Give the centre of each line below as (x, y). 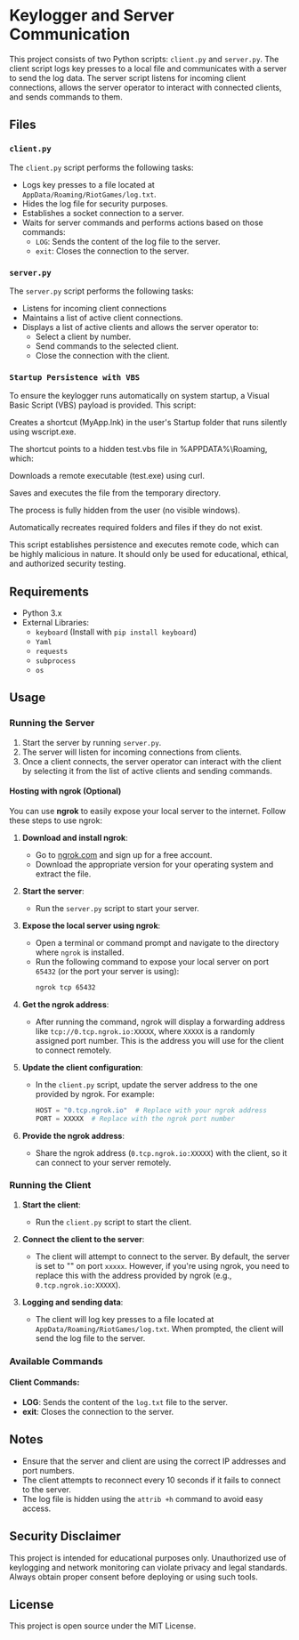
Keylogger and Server (92, 16)
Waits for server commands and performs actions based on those (143, 222)
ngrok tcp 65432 (65, 987)
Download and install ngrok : (75, 837)
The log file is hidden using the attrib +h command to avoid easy (142, 1499)
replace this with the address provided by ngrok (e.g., (133, 1275)
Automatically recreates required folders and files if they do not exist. (136, 528)
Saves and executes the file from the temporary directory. (115, 493)
